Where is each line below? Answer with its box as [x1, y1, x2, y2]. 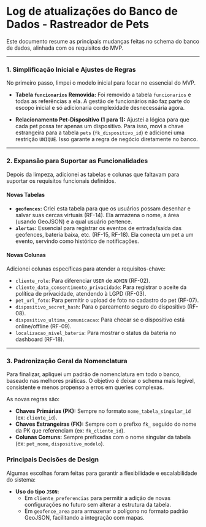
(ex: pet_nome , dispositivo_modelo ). [15, 440, 105, 447]
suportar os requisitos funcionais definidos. [6, 177, 116, 185]
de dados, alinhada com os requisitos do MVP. [6, 44, 124, 52]
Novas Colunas [6, 252, 46, 259]
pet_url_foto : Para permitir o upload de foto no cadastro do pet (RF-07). [15, 296, 199, 304]
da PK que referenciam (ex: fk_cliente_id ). [15, 427, 126, 434]
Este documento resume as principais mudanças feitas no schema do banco [6, 37, 200, 45]
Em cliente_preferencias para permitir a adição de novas [24, 494, 171, 501]
